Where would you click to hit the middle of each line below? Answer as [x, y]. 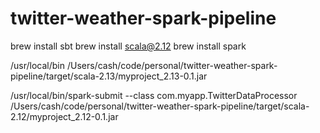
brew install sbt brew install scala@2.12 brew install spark [128, 46]
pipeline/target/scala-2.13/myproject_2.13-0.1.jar [109, 76]
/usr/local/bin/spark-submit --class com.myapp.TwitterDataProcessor [154, 95]
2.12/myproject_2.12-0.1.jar [64, 116]
